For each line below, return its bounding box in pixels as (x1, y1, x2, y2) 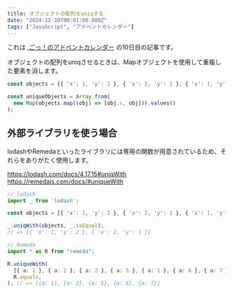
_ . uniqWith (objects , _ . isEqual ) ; (7, 223, 104, 230)
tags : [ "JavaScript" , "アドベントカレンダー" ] (7, 23, 134, 30)
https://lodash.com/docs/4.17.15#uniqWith (7, 170, 127, 178)
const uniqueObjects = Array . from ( (7, 93, 111, 100)
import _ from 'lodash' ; (7, 197, 79, 204)
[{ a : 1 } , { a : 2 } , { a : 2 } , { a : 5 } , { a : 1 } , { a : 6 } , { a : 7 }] (13, 266, 232, 274)
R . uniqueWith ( (7, 260, 49, 267)
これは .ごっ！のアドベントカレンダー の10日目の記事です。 (7, 43, 178, 52)
